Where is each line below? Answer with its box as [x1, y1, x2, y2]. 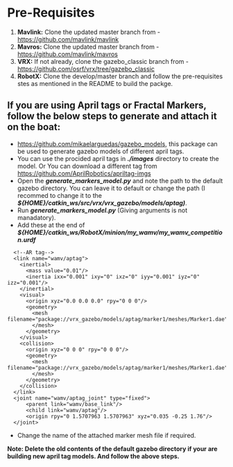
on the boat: [7, 121, 61, 133]
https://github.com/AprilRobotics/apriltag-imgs [17, 169, 151, 178]
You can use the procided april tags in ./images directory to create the [17, 154, 220, 162]
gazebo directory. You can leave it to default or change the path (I [17, 184, 206, 192]
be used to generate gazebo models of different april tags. [17, 147, 184, 155]
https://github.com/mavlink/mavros [17, 50, 118, 58]
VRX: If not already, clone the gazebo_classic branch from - [17, 57, 189, 65]
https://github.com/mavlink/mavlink [17, 35, 119, 43]
